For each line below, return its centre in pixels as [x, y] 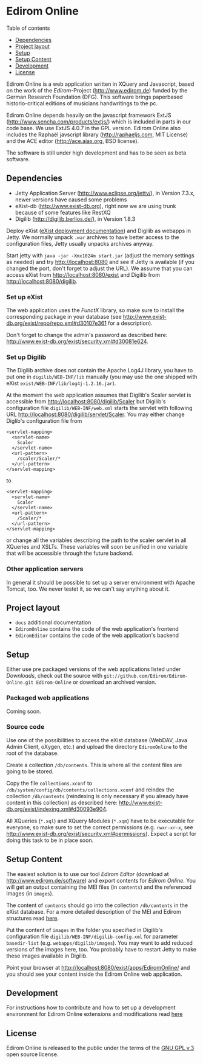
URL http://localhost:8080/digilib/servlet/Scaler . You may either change [95, 414]
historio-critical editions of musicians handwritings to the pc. [82, 103]
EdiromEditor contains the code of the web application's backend [97, 635]
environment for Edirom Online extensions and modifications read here [95, 1014]
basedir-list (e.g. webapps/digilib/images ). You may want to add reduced [99, 943]
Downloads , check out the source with [55, 676]
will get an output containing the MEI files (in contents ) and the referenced [99, 887]
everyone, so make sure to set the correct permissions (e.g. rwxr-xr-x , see [100, 827]
